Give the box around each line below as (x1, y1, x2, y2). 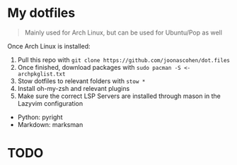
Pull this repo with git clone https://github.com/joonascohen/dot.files (17, 55, 231, 64)
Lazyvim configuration (17, 99, 83, 107)
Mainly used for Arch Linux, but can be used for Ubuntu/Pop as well (24, 28, 223, 37)
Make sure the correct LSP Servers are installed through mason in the (17, 92, 221, 100)
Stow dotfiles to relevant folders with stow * (17, 76, 146, 85)
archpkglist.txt (17, 71, 66, 78)
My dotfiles (7, 5, 76, 21)
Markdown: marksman (17, 120, 83, 128)
